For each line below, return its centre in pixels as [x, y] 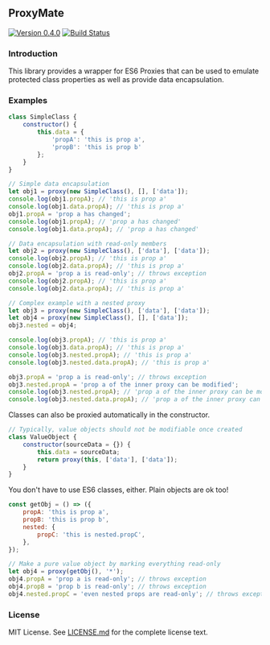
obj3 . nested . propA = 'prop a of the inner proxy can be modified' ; [124, 385]
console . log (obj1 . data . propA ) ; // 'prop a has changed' [104, 229]
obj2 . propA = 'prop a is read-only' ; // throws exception [107, 274]
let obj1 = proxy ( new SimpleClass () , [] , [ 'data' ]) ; [98, 192]
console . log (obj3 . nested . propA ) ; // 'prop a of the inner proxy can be [131, 392]
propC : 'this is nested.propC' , [92, 535]
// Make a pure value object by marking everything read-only [115, 564]
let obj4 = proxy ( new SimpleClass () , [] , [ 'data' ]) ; [98, 318]
